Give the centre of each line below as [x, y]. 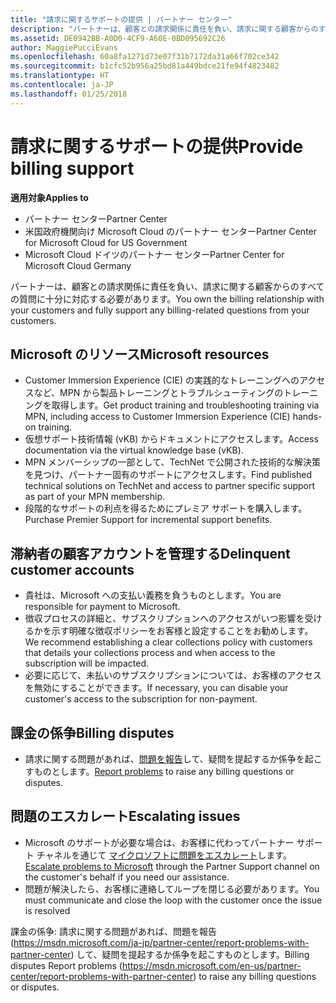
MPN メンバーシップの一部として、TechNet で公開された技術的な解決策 [173, 462]
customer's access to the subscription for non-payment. [141, 699]
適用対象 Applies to [49, 197]
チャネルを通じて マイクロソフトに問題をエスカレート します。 [164, 855]
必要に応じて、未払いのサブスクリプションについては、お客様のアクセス [173, 675]
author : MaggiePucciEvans [64, 47]
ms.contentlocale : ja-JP [62, 85]
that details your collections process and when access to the [150, 653]
